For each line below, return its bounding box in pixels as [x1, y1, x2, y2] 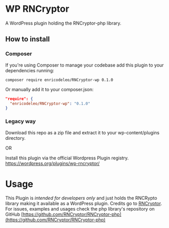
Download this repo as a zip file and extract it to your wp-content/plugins [5, 129, 160, 136]
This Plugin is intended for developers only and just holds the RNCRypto [5, 195, 157, 201]
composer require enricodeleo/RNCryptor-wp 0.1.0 [5, 77, 114, 82]
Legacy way [5, 118, 36, 125]
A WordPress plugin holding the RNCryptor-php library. [5, 20, 122, 26]
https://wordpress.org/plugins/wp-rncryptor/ [5, 160, 100, 167]
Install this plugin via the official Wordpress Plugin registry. [5, 155, 129, 161]
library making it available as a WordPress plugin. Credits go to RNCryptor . [5, 200, 162, 206]
